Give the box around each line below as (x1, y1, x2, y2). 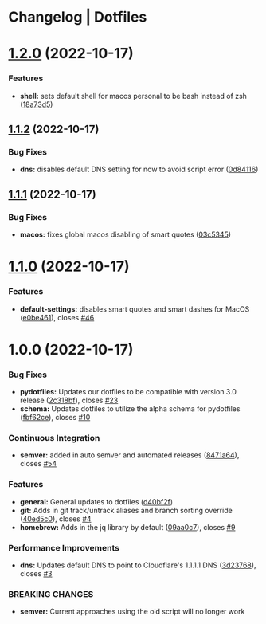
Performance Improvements (8, 542, 120, 553)
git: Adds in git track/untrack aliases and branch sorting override (19, 505, 233, 515)
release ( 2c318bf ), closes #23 (19, 395, 119, 406)
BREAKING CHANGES (8, 588, 94, 599)
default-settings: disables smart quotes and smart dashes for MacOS (19, 304, 250, 314)
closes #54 (19, 459, 57, 469)
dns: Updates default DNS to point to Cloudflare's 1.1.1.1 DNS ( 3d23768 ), (19, 560, 256, 570)
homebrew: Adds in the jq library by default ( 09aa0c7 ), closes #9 (19, 522, 236, 532)
